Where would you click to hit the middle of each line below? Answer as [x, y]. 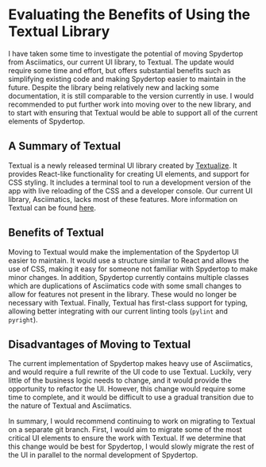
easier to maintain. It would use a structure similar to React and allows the [129, 260]
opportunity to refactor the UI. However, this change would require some [127, 389]
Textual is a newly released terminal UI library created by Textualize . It [123, 165]
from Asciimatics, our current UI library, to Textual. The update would [121, 62]
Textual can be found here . [52, 208]
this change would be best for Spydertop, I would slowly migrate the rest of [131, 446]
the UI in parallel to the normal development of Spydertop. [103, 455]
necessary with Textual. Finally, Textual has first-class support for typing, [128, 302]
